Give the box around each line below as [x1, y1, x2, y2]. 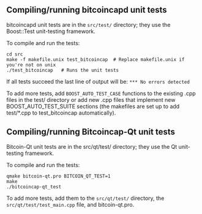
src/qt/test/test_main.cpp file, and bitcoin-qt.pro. [6, 201, 135, 208]
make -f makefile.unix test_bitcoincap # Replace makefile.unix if [6, 56, 185, 63]
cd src [6, 51, 23, 57]
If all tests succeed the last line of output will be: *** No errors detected [6, 77, 190, 85]
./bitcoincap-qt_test [6, 184, 62, 190]
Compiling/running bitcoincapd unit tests [6, 5, 167, 15]
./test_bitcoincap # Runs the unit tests [6, 67, 119, 73]
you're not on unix [6, 62, 56, 68]
